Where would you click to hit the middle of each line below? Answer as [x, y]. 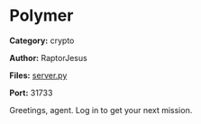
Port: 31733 [31, 93]
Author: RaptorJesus [48, 58]
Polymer [41, 16]
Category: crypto [42, 40]
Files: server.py [38, 75]
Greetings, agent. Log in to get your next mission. [101, 110]
